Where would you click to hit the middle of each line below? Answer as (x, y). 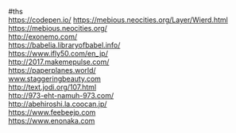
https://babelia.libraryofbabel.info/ (64, 45)
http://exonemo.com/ (43, 36)
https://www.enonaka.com (52, 121)
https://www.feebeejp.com (52, 112)
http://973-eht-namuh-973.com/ (61, 95)
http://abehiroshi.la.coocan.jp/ (58, 104)
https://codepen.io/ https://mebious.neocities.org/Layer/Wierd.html (118, 20)
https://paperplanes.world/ (52, 70)
